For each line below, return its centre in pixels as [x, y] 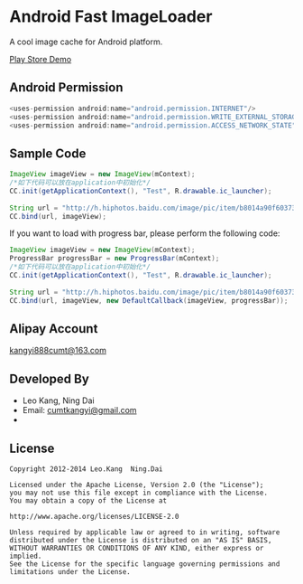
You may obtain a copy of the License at [88, 501]
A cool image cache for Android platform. [86, 42]
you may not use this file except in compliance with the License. [139, 493]
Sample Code [48, 153]
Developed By [50, 378]
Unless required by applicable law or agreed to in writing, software [145, 532]
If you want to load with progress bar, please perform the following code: [145, 233]
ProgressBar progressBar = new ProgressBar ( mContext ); [115, 259]
